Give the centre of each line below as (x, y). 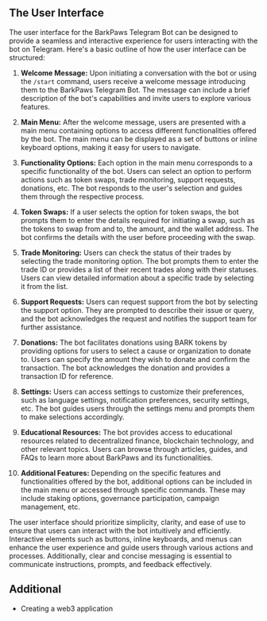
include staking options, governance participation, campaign (120, 498)
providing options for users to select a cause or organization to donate (136, 351)
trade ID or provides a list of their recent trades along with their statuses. (139, 269)
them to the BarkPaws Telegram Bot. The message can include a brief (135, 90)
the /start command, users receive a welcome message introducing (133, 81)
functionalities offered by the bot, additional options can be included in (136, 481)
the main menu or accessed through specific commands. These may (133, 490)
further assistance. (51, 327)
